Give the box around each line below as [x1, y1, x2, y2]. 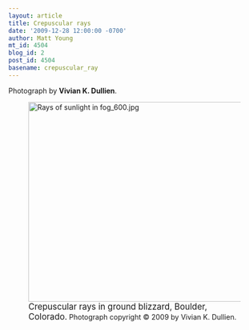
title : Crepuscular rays [8, 19, 91, 27]
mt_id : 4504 [8, 42, 48, 50]
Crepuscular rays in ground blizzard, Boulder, [28, 301, 208, 312]
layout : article [8, 11, 62, 20]
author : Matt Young [8, 34, 74, 42]
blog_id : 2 [8, 49, 45, 57]
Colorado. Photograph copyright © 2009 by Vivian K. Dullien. [28, 311, 237, 322]
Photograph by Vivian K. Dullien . [8, 86, 118, 95]
